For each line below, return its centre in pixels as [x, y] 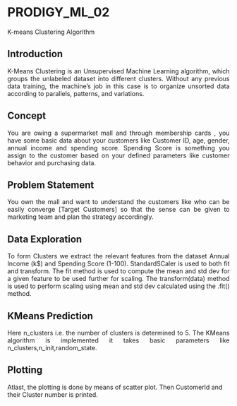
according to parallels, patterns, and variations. [76, 93]
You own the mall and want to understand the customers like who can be [119, 202]
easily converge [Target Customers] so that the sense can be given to [119, 210]
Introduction [35, 54]
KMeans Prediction [50, 316]
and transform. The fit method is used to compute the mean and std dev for [119, 271]
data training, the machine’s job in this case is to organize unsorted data [119, 86]
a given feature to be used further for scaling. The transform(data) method [119, 279]
